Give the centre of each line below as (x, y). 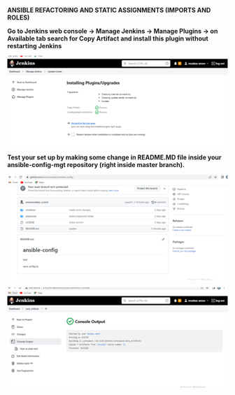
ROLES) (19, 17)
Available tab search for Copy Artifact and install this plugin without (108, 38)
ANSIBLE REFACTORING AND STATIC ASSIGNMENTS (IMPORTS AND (109, 10)
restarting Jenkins (35, 46)
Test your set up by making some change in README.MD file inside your (114, 157)
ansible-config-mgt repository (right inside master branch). (96, 165)
